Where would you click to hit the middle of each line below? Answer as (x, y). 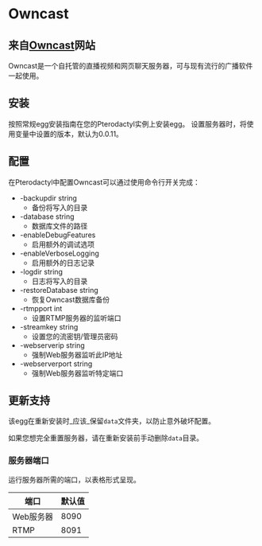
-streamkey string (49, 326)
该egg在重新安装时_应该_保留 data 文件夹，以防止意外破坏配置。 (112, 421)
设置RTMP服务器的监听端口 (76, 318)
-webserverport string (56, 364)
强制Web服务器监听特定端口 (77, 373)
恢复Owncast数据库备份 (70, 299)
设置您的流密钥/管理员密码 (75, 336)
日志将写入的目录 (60, 281)
